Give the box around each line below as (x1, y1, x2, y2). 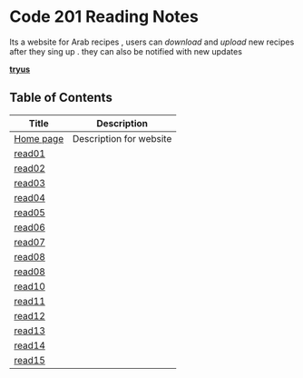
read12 (14, 309, 45, 322)
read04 (14, 191, 45, 204)
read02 (14, 162, 45, 174)
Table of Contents (9, 90, 113, 105)
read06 (14, 221, 45, 234)
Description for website (72, 132, 172, 144)
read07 (14, 235, 45, 248)
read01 (14, 147, 45, 160)
